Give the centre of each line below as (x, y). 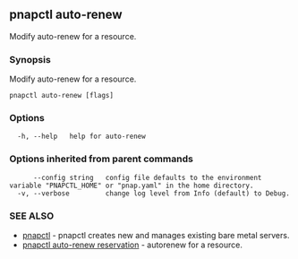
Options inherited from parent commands (102, 159)
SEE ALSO (32, 216)
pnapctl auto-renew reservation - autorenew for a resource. (132, 245)
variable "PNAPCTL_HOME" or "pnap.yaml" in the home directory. (132, 186)
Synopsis (30, 59)
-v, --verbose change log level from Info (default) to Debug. (154, 193)
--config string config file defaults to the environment (147, 177)
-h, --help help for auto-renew (81, 137)
